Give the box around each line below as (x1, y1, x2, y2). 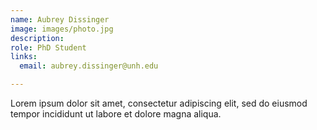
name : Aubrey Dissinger (10, 14, 110, 25)
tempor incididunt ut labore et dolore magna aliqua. (10, 108, 222, 120)
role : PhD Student (10, 42, 87, 53)
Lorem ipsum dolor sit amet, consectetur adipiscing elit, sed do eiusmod (10, 97, 308, 109)
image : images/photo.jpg (10, 24, 114, 34)
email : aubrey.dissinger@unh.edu (19, 61, 159, 71)
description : (10, 33, 65, 43)
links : (10, 52, 38, 62)
